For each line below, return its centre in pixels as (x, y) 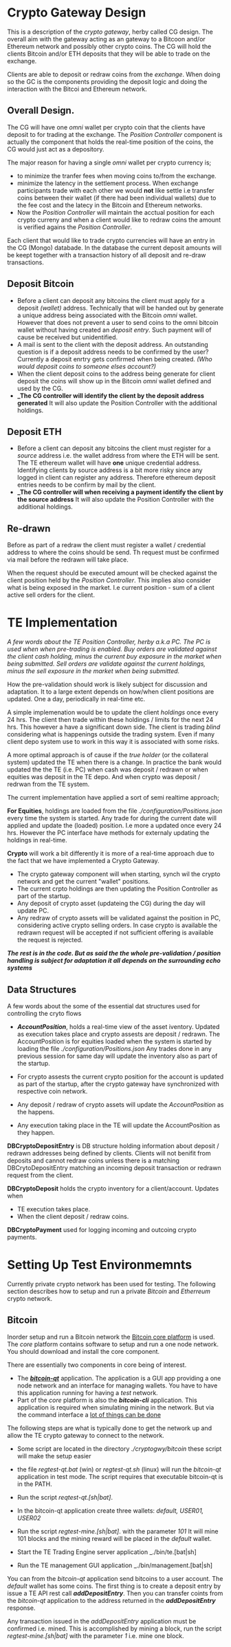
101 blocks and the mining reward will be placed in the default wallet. (114, 1538)
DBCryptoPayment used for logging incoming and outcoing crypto (102, 1229)
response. (21, 1608)
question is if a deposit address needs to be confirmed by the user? (113, 352)
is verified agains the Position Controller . (75, 227)
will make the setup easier (54, 1456)
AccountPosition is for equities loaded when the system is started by (114, 1041)
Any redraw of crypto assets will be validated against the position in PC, (119, 918)
